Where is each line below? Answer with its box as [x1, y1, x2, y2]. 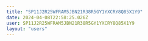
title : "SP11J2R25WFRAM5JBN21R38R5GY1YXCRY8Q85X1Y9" [6, 8, 143, 15]
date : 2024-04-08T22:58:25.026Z [6, 14, 88, 20]
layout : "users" [6, 25, 48, 32]
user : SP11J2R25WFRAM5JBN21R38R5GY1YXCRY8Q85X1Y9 [6, 20, 135, 26]
